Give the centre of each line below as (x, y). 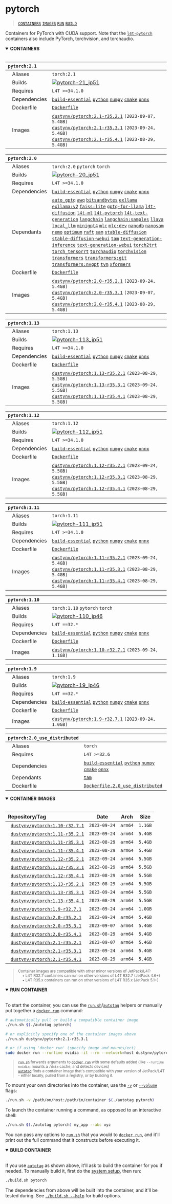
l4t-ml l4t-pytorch (100, 213)
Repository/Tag (27, 816)
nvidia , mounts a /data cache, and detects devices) (63, 1067)
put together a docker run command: (44, 1010)
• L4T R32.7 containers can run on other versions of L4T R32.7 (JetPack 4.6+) (91, 975)
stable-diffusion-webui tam (85, 239)
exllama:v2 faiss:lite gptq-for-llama (98, 206)
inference (64, 245)
